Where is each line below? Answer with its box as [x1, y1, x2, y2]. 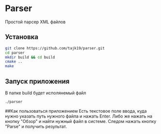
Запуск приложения [5, 77, 70, 85]
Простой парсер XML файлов [5, 19, 66, 25]
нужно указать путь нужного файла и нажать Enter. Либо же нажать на [5, 113, 152, 119]
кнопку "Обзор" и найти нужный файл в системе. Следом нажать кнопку [5, 118, 157, 124]
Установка [5, 33, 39, 41]
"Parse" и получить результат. [5, 123, 67, 129]
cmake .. [5, 59, 23, 64]
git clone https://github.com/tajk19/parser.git [5, 45, 105, 51]
